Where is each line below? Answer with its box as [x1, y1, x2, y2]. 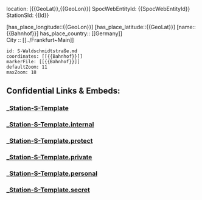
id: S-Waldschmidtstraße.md [6, 48, 78, 54]
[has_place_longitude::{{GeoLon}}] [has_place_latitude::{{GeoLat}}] [6, 24, 176, 30]
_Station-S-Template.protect [6, 137, 93, 145]
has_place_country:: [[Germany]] [40, 30, 123, 37]
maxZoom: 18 [6, 69, 37, 75]
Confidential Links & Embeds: [6, 86, 120, 96]
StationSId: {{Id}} [6, 12, 49, 19]
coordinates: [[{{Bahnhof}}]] [6, 53, 83, 60]
